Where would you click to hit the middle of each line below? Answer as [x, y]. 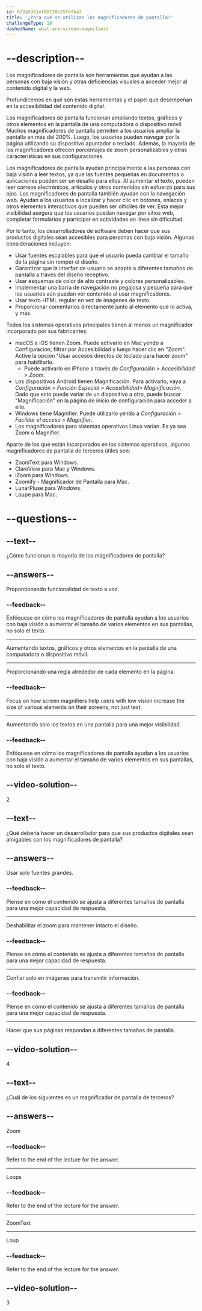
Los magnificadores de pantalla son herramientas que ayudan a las [89, 75]
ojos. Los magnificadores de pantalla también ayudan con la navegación [96, 194]
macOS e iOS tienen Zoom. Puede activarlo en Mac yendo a [89, 343]
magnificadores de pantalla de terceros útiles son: [68, 451]
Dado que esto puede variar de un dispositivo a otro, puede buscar [98, 394]
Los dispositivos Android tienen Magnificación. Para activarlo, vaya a [100, 381]
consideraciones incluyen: [39, 244]
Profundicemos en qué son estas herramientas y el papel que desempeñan [99, 100]
